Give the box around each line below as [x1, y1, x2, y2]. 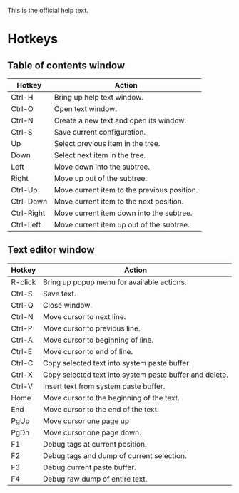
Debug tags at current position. [42, 439, 148, 449]
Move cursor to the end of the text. [42, 404, 159, 414]
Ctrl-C [11, 358, 34, 368]
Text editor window [7, 244, 95, 256]
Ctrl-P [11, 323, 33, 333]
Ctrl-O [11, 104, 34, 113]
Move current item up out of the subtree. [54, 220, 190, 229]
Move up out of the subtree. [54, 174, 148, 183]
